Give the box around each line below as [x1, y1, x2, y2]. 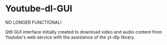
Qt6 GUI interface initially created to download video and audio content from [5, 29, 162, 35]
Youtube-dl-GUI [5, 3, 72, 14]
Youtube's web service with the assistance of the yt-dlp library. [5, 34, 136, 40]
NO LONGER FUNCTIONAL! [5, 19, 62, 25]
